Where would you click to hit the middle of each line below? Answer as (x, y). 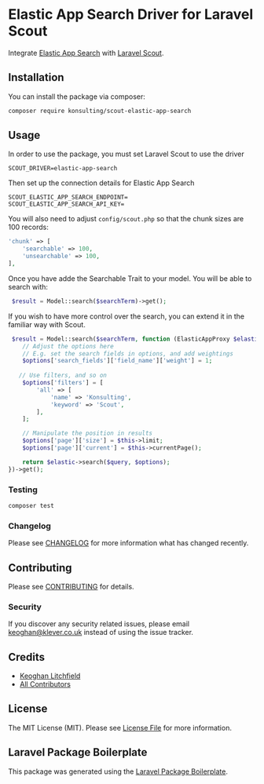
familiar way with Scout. (47, 324)
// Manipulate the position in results (88, 433)
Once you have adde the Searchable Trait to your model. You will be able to (130, 278)
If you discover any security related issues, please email (99, 624)
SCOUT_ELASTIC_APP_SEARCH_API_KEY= (66, 204)
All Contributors (45, 684)
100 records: (28, 227)
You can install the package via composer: (77, 97)
